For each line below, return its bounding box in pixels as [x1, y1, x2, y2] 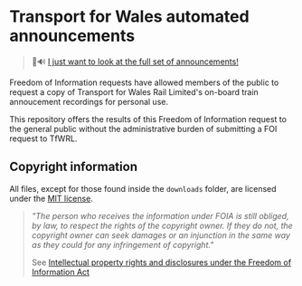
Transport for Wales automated [9, 6, 250, 27]
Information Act [31, 266, 90, 277]
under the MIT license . [9, 193, 93, 204]
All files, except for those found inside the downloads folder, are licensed [9, 183, 278, 194]
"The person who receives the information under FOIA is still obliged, [31, 210, 289, 221]
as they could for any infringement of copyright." [31, 239, 214, 250]
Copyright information [9, 159, 138, 175]
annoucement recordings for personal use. [9, 96, 169, 107]
